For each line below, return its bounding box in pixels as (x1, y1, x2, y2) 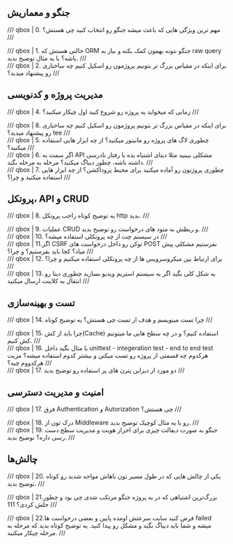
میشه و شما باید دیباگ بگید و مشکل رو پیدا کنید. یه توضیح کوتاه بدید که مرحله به (7, 521, 211, 529)
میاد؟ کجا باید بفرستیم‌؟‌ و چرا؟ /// (7, 247, 94, 255)
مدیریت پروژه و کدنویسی (7, 89, 103, 101)
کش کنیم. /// (7, 336, 40, 345)
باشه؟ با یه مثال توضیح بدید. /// (7, 54, 87, 62)
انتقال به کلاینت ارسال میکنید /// (7, 277, 90, 285)
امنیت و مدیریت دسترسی (7, 386, 104, 398)
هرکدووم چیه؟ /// (7, 358, 52, 367)
